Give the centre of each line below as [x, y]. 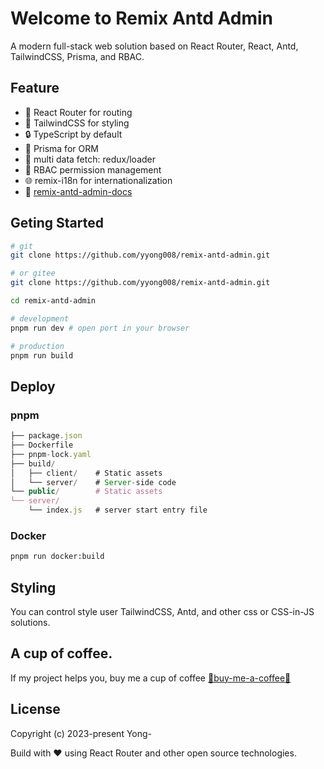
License [35, 709]
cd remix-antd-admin [53, 301]
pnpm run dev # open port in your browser [100, 328]
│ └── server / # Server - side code [93, 482]
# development [40, 318]
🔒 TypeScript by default [73, 134]
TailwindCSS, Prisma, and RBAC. [77, 56]
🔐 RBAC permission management [93, 169]
